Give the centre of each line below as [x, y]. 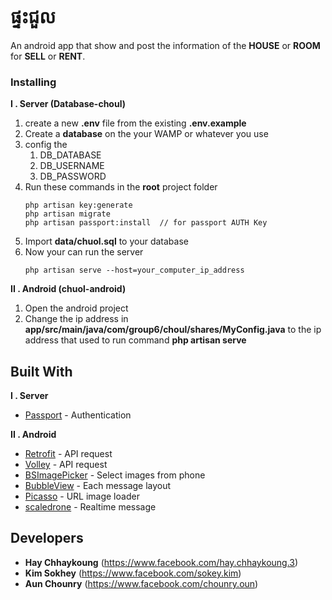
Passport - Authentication [78, 415]
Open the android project [76, 308]
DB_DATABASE [70, 155]
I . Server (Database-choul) [68, 104]
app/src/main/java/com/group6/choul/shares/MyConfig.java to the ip [173, 330]
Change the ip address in [76, 319]
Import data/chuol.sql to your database [106, 241]
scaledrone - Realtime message [90, 507]
